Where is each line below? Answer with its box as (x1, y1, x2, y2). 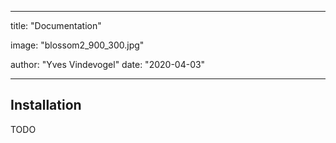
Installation (10, 97, 82, 114)
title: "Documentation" (10, 20, 102, 31)
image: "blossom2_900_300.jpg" (10, 39, 145, 51)
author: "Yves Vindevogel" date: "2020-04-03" (10, 59, 206, 70)
